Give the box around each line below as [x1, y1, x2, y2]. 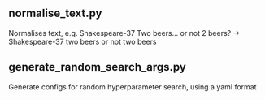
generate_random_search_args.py [8, 60, 187, 74]
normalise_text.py [8, 7, 102, 20]
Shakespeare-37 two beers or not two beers [8, 37, 157, 46]
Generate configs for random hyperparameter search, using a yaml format [8, 81, 258, 92]
